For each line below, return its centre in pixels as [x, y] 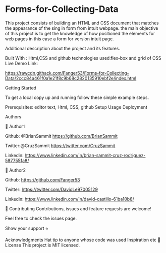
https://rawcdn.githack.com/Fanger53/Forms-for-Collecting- [67, 73]
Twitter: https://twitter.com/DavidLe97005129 [52, 189]
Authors [13, 117]
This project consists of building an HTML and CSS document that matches [82, 23]
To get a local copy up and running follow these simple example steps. [77, 97]
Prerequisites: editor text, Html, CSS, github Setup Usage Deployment [76, 107]
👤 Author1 [15, 126]
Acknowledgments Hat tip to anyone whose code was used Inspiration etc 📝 [83, 240]
